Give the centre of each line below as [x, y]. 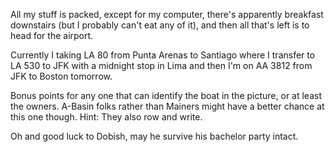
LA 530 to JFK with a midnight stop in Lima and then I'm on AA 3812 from [161, 65]
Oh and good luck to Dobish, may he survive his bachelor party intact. [154, 136]
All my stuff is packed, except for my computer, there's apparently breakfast [167, 14]
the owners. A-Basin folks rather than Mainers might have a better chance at [167, 106]
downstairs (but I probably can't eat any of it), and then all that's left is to [160, 25]
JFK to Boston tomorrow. [61, 76]
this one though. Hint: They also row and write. [106, 117]
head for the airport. [52, 35]
